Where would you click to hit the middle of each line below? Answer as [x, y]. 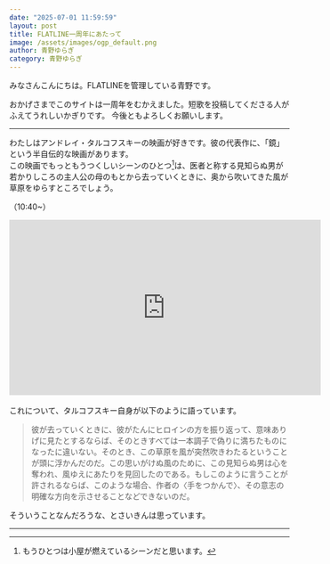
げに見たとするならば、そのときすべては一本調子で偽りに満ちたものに [159, 440]
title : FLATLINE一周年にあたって [65, 34]
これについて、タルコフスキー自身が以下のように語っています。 [125, 410]
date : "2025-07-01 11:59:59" [63, 17]
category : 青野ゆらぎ [46, 59]
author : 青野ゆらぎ [42, 51]
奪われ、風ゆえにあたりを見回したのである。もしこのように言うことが [160, 474]
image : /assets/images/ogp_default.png [83, 42]
